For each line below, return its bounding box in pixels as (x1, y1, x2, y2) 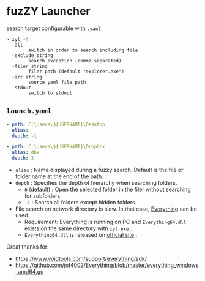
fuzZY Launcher (6, 4, 91, 18)
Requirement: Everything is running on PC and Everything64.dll (24, 219, 187, 225)
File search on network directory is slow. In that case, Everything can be (15, 205, 198, 212)
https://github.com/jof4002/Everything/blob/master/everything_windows (15, 261, 199, 269)
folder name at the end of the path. (15, 173, 104, 180)
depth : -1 (12, 133, 37, 139)
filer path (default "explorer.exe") (28, 69, 124, 75)
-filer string (12, 63, 48, 69)
